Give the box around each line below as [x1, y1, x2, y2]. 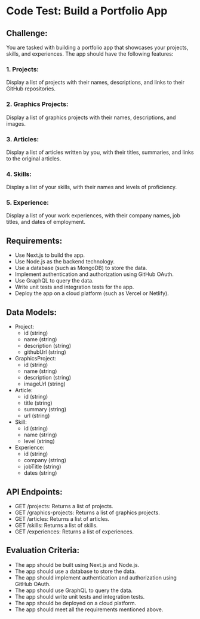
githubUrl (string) [23, 348, 67, 356]
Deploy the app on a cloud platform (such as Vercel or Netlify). [14, 290, 169, 297]
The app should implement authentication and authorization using [14, 574, 177, 581]
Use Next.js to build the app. [14, 251, 85, 259]
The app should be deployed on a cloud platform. [14, 599, 137, 606]
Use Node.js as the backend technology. [14, 258, 115, 265]
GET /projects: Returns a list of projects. [14, 502, 113, 509]
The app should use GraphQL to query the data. [14, 587, 133, 594]
